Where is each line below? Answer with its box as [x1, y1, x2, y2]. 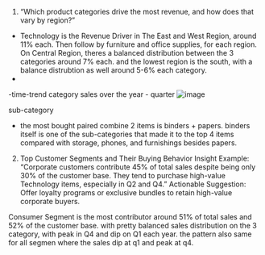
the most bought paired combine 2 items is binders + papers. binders [19, 121, 251, 130]
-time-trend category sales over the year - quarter [8, 90, 176, 99]
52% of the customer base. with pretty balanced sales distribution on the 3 [8, 221, 258, 230]
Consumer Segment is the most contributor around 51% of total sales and [8, 212, 252, 221]
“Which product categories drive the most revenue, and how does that [19, 7, 255, 16]
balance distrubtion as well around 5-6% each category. [19, 65, 208, 75]
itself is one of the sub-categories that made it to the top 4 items [19, 129, 234, 139]
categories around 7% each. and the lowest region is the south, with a [19, 56, 253, 66]
